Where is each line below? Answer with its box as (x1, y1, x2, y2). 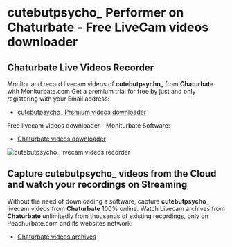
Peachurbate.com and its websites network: (7, 219, 133, 227)
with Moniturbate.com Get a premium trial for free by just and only (7, 88, 196, 95)
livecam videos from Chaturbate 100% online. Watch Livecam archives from (7, 204, 225, 213)
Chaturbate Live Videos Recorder (7, 61, 154, 73)
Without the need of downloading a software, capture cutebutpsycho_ (7, 197, 209, 205)
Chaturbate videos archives (17, 233, 97, 241)
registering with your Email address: (7, 95, 110, 103)
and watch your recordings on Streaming (7, 179, 188, 190)
